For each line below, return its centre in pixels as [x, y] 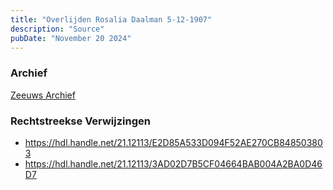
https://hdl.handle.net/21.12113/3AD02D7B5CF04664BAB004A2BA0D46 [173, 163]
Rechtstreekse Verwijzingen [80, 121]
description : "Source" [57, 29]
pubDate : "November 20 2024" [71, 38]
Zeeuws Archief [43, 95]
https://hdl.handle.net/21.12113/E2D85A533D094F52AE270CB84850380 [173, 142]
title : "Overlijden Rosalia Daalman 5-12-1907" [111, 19]
